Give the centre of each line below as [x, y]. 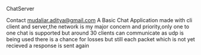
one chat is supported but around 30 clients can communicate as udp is [95, 33]
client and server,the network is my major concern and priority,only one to [98, 27]
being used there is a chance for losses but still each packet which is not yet [100, 39]
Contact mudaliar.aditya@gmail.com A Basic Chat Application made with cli [99, 20]
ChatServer [20, 9]
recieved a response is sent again [48, 45]
